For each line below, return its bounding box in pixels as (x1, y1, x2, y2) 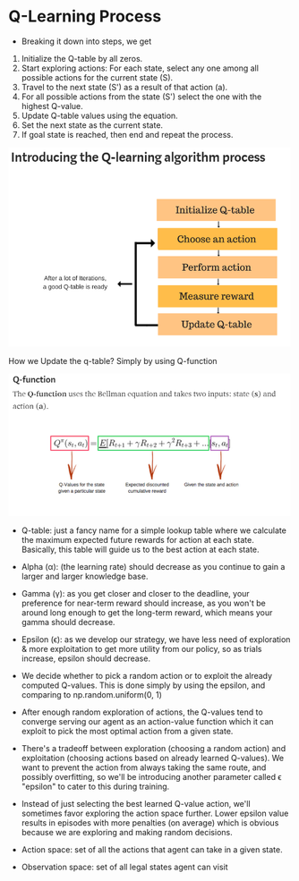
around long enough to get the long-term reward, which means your (21, 607, 273, 618)
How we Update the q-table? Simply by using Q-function (8, 356, 218, 367)
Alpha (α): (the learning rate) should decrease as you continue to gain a (21, 562, 286, 572)
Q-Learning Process (8, 6, 162, 27)
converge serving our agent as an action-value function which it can (21, 716, 274, 727)
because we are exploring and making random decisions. (21, 827, 234, 838)
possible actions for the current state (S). (21, 72, 174, 82)
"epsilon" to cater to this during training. (21, 781, 170, 792)
